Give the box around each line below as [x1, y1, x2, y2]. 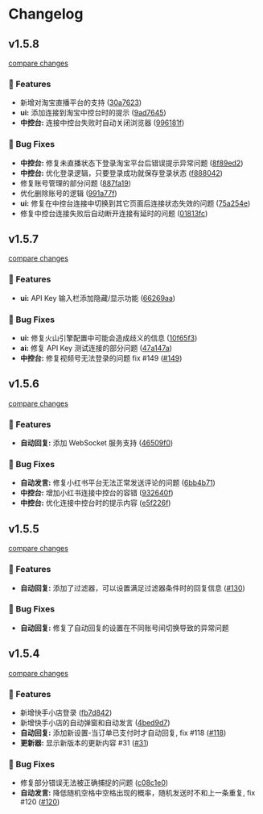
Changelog [8, 5, 84, 23]
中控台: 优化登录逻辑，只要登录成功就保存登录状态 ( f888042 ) [19, 168, 224, 177]
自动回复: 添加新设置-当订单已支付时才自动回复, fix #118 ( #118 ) [19, 728, 227, 737]
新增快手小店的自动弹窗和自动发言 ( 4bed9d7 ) [19, 717, 171, 727]
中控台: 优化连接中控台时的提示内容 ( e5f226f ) [19, 498, 171, 508]
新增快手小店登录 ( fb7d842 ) [19, 708, 113, 717]
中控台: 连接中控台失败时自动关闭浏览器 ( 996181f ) [19, 118, 185, 127]
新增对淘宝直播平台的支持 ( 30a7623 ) [19, 98, 142, 107]
